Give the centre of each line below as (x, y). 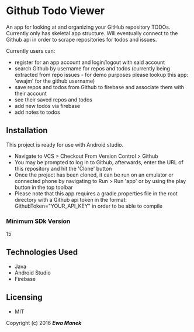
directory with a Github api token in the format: (71, 199)
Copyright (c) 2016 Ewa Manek (44, 323)
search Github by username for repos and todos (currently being (92, 68)
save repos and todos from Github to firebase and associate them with (99, 87)
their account (30, 93)
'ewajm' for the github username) (55, 81)
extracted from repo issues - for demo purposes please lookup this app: (101, 74)
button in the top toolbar (44, 187)
